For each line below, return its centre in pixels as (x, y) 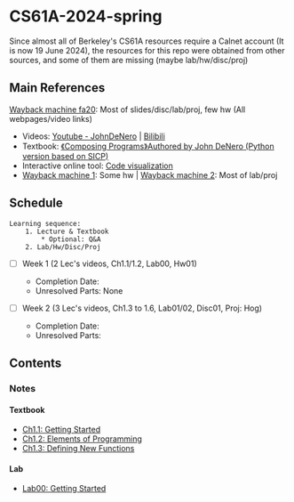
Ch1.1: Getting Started (61, 430)
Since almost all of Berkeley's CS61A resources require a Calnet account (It (147, 41)
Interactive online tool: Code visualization (97, 166)
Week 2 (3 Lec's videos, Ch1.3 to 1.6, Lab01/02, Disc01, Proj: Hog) (142, 308)
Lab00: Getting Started (64, 489)
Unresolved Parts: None (79, 290)
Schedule (36, 203)
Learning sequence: (45, 223)
